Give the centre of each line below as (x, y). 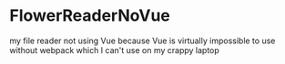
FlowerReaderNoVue (90, 16)
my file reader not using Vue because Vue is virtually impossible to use (142, 41)
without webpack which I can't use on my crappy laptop (115, 50)
